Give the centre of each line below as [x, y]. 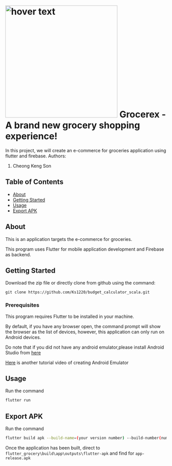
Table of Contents [35, 182]
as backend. [18, 254]
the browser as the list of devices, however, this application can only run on [85, 332]
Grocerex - [143, 115]
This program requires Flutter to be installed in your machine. [70, 316]
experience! [31, 136]
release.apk [18, 458]
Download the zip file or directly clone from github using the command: [80, 283]
